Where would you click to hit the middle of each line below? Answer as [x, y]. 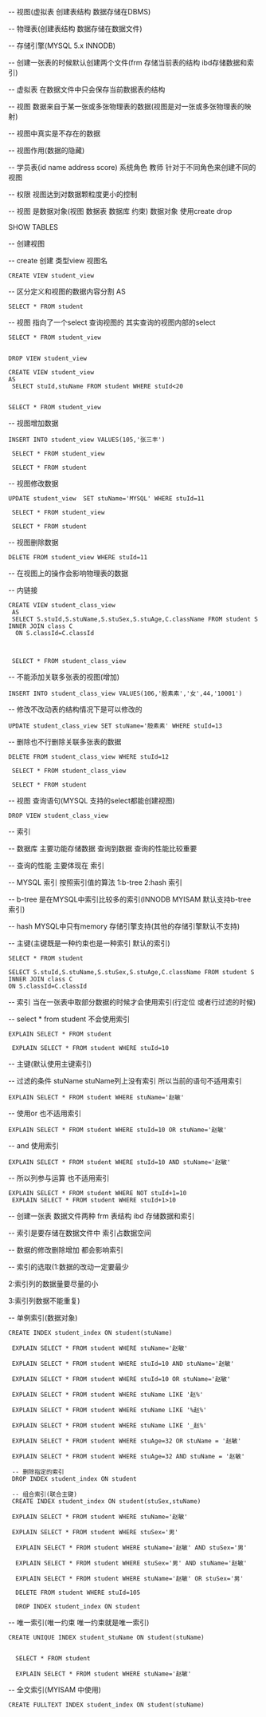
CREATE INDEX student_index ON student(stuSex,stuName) [106, 1502]
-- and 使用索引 [34, 1146]
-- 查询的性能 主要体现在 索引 [57, 865]
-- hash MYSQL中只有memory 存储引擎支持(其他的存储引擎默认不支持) [124, 926]
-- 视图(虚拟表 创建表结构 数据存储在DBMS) [80, 12]
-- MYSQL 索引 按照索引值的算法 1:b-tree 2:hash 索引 [96, 882]
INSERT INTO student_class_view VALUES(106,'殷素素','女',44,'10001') [125, 693]
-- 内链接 [23, 590]
